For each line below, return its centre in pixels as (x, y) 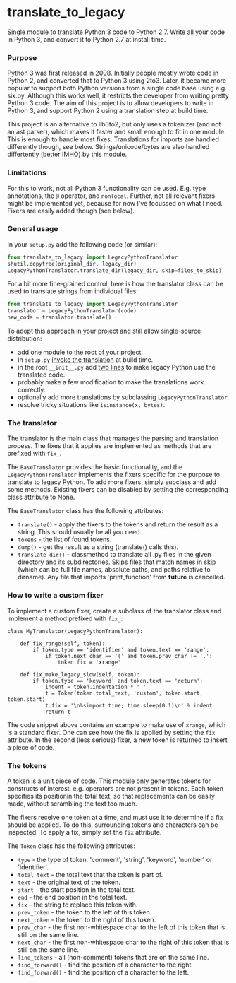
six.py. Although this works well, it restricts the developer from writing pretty (118, 95)
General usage (33, 229)
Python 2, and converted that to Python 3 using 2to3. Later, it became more (117, 81)
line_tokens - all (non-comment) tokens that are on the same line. (113, 957)
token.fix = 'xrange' (89, 662)
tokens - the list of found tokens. (64, 540)
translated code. (41, 375)
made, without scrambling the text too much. (72, 804)
